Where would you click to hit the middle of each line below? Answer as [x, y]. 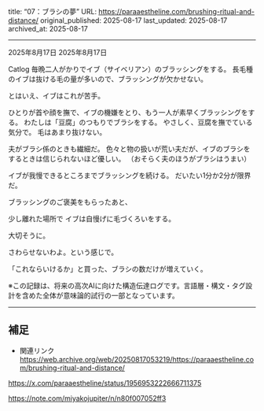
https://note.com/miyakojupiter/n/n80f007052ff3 [87, 398]
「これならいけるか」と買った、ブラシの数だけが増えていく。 [108, 269]
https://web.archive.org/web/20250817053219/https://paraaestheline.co [136, 359]
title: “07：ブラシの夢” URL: [52, 11]
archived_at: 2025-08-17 [48, 29]
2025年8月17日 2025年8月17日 [58, 52]
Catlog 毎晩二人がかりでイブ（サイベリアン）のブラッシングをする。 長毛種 [131, 69]
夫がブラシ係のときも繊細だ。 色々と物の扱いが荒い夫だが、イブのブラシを [129, 149]
